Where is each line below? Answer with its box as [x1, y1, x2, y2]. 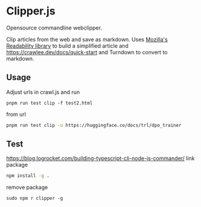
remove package [6, 184, 48, 191]
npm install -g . [6, 173, 50, 179]
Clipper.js [6, 4, 56, 18]
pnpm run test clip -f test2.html [6, 100, 93, 106]
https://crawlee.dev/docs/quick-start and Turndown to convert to [6, 48, 168, 55]
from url [6, 110, 26, 118]
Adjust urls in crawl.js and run [6, 88, 80, 96]
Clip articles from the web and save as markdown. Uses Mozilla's [6, 36, 168, 43]
